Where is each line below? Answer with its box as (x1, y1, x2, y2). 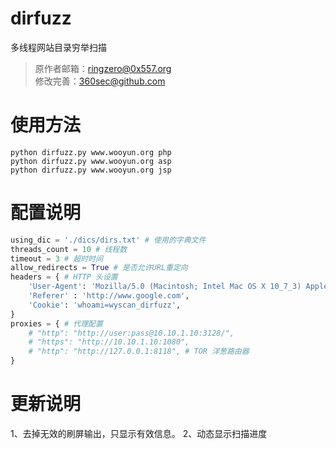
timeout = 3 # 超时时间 (10, 253, 103, 264)
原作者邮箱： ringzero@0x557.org (34, 62, 172, 74)
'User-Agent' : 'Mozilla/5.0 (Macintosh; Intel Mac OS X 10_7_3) (28, 282, 302, 292)
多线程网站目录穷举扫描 (10, 41, 107, 53)
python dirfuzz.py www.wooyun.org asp (10, 156, 172, 166)
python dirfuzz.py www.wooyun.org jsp (10, 165, 172, 175)
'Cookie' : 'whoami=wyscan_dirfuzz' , (28, 300, 182, 310)
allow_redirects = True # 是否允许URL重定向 (10, 263, 188, 273)
